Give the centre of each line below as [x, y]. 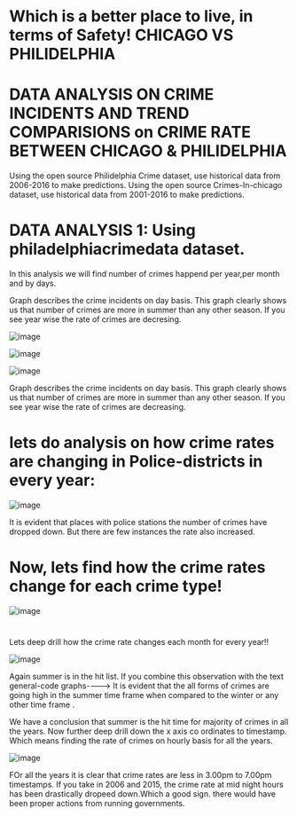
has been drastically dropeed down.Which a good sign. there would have [143, 794]
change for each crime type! [116, 586]
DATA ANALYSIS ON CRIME [112, 94]
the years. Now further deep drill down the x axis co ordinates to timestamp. [148, 731]
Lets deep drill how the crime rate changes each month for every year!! [139, 642]
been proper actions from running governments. [97, 804]
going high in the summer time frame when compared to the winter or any [144, 695]
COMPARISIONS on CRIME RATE [130, 133]
